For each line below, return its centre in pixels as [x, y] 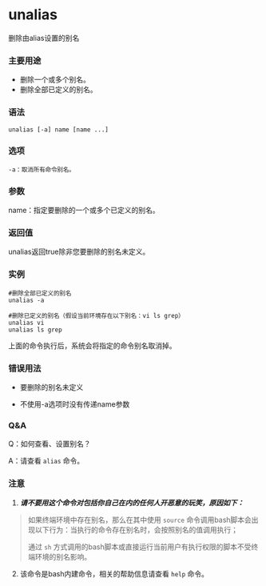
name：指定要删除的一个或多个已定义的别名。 [84, 211]
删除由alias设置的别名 [44, 38]
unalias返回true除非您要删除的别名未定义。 [79, 252]
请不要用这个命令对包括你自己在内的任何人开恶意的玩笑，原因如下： [132, 503]
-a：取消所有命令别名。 [42, 170]
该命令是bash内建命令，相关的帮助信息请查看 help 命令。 [114, 573]
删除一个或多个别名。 [55, 80]
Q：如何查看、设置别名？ [50, 444]
